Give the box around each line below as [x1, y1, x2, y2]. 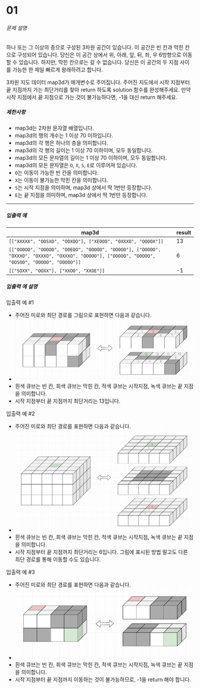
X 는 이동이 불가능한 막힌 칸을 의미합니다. [14, 177, 108, 184]
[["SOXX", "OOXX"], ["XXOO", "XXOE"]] [8, 268, 105, 274]
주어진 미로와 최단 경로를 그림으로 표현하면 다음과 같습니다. [14, 312, 152, 319]
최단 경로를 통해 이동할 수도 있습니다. [14, 556, 101, 563]
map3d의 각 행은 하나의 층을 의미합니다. [14, 139, 108, 146]
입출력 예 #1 [6, 299, 34, 306]
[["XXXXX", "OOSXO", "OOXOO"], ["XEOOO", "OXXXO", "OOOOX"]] [8, 239, 164, 245]
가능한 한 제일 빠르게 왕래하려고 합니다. [12, 66, 103, 73]
